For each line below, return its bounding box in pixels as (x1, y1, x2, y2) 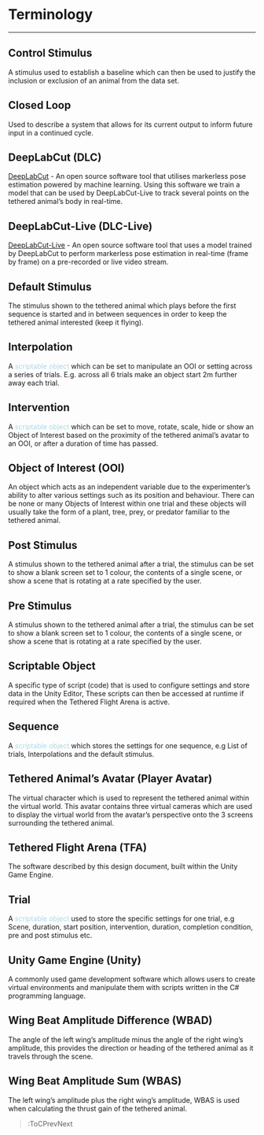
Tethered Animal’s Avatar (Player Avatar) (8, 772, 213, 785)
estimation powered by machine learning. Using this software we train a (8, 180, 240, 190)
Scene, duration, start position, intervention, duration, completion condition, (8, 922, 254, 932)
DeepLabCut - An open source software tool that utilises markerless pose (8, 172, 247, 181)
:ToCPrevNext (27, 1118, 73, 1128)
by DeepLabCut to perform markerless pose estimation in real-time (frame (8, 249, 249, 258)
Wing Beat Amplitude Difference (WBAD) (8, 1014, 213, 1027)
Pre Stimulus (8, 599, 72, 612)
